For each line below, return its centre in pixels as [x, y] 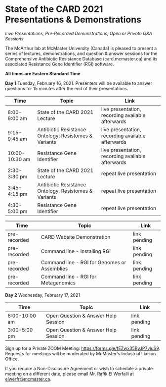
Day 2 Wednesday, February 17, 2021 [43, 295]
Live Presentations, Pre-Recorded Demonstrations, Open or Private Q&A [79, 33]
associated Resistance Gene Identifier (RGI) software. [60, 64]
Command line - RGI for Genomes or [84, 262]
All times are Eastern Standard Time [43, 73]
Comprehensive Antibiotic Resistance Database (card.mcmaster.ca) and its [81, 58]
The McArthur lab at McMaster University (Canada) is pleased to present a [81, 48]
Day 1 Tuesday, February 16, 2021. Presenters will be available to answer [79, 83]
